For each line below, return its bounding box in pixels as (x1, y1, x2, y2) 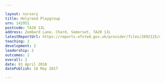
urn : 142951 (5, 21, 29, 26)
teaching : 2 (5, 39, 29, 44)
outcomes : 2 (5, 53, 29, 57)
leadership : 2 (5, 48, 34, 53)
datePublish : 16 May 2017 (5, 66, 58, 71)
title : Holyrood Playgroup (5, 16, 60, 21)
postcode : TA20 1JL (5, 25, 45, 30)
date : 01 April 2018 (5, 62, 48, 67)
